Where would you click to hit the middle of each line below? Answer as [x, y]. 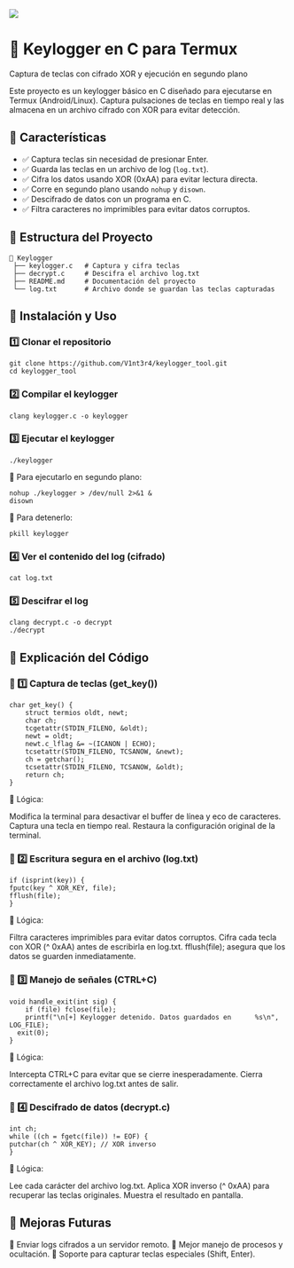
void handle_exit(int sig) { [63, 1002]
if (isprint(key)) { [47, 881]
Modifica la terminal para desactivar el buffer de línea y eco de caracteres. [145, 816]
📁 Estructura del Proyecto [81, 237]
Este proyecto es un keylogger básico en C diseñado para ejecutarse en [141, 91]
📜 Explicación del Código [79, 657]
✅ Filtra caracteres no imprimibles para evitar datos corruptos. [136, 209]
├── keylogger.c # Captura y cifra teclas [96, 265]
